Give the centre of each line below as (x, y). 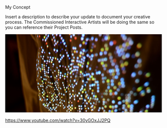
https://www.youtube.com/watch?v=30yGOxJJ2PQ (58, 120)
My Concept (18, 7)
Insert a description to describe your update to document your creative (78, 17)
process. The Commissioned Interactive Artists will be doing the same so (80, 22)
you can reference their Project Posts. (44, 27)
